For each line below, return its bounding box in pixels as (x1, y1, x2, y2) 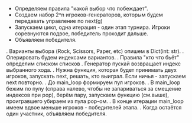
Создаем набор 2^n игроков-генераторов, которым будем (14, 11, 164, 18)
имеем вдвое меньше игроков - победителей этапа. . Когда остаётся (6, 104, 182, 111)
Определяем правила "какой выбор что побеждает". (14, 5, 149, 12)
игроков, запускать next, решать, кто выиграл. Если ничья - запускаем (6, 73, 186, 79)
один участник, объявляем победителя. (6, 110, 108, 117)
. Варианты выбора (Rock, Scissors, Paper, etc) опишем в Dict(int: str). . (6, 48, 184, 55)
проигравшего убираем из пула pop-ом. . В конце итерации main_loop (6, 98, 184, 105)
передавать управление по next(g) (14, 18, 103, 24)
